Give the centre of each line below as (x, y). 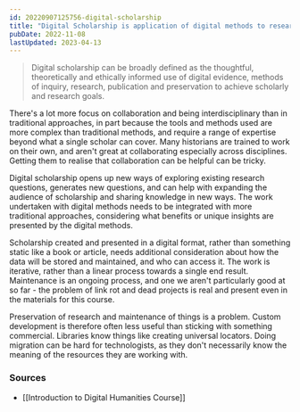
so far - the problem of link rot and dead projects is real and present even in (149, 290)
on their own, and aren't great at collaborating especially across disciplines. (148, 152)
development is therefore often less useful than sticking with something (141, 326)
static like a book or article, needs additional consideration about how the (144, 252)
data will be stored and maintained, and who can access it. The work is (140, 262)
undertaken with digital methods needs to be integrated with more (131, 207)
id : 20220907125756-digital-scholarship (86, 17)
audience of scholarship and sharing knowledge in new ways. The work (142, 197)
